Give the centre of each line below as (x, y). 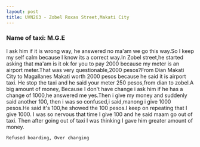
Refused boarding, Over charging (48, 137)
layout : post (22, 12)
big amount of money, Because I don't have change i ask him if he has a (95, 89)
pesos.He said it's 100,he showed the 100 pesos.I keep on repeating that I (97, 108)
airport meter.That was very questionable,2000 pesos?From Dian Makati (95, 70)
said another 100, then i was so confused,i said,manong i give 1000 (89, 101)
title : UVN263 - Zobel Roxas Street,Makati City (68, 17)
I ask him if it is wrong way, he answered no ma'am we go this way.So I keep (100, 51)
